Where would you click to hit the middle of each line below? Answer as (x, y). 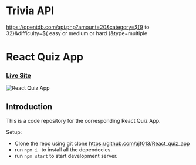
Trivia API (30, 11)
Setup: (14, 132)
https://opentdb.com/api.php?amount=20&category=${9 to (78, 27)
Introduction (29, 107)
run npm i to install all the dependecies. (63, 150)
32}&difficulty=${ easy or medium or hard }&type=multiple (77, 33)
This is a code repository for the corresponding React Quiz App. (83, 121)
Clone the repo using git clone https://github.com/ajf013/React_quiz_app (102, 144)
